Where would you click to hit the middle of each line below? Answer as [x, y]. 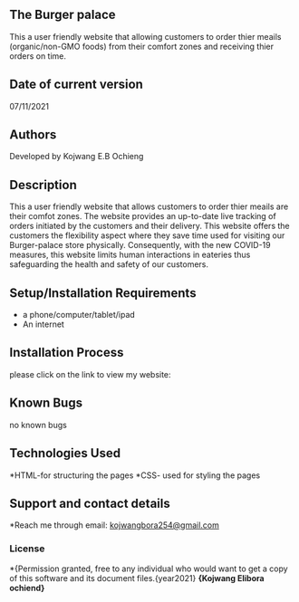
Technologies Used [65, 453]
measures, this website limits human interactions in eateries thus [130, 255]
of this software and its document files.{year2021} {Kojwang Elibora [137, 578]
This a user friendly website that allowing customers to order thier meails [145, 36]
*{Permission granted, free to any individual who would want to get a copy [149, 569]
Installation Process [67, 353]
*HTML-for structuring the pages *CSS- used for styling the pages [135, 475]
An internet [43, 324]
